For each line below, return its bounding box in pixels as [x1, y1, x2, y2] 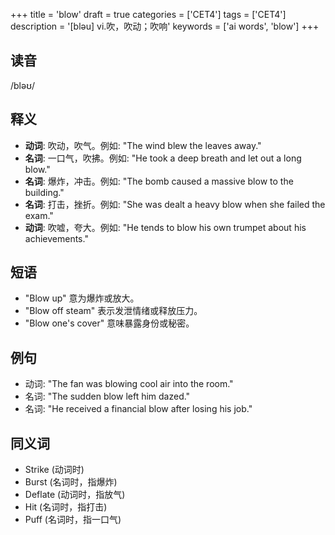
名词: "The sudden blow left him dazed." [24, 390, 191, 403]
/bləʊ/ [10, 79, 36, 91]
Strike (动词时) [24, 464, 85, 476]
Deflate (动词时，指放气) [24, 489, 126, 501]
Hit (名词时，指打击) [24, 501, 108, 513]
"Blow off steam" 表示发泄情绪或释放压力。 [24, 305, 203, 317]
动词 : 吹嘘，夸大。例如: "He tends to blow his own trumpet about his [24, 221, 307, 233]
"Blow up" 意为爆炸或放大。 [24, 292, 140, 304]
